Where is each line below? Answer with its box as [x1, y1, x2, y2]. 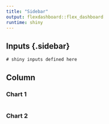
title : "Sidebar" [6, 8, 49, 15]
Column [6, 73, 36, 82]
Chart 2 [6, 112, 28, 120]
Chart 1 [6, 90, 27, 98]
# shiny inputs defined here [6, 57, 77, 63]
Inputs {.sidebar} [6, 41, 70, 51]
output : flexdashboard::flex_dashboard [6, 14, 104, 20]
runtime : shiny [6, 19, 43, 25]
